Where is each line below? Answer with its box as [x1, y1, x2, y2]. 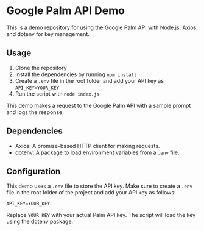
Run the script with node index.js [15, 90, 100, 98]
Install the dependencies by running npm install [15, 71, 137, 78]
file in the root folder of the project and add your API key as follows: [6, 189, 176, 196]
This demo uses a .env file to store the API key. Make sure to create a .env [6, 182, 193, 190]
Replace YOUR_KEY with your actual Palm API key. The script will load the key [6, 211, 196, 219]
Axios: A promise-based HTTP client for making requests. [15, 142, 160, 149]
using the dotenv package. [6, 218, 74, 226]
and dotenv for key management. [6, 30, 90, 37]
